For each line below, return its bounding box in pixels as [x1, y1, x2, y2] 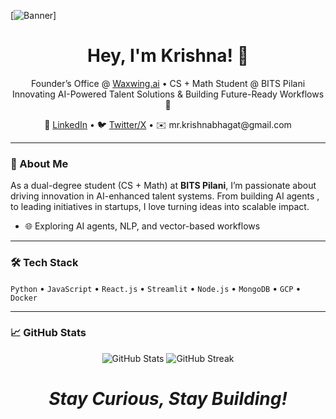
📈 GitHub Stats [10, 326, 87, 340]
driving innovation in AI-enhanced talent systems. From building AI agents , [10, 190, 320, 202]
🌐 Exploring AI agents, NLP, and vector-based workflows [24, 220, 261, 232]
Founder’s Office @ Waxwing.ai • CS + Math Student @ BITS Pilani [30, 77, 306, 89]
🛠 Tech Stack [10, 256, 79, 270]
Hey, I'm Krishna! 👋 [86, 45, 250, 67]
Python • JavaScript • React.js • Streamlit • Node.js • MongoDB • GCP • [10, 282, 302, 294]
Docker [10, 293, 38, 303]
